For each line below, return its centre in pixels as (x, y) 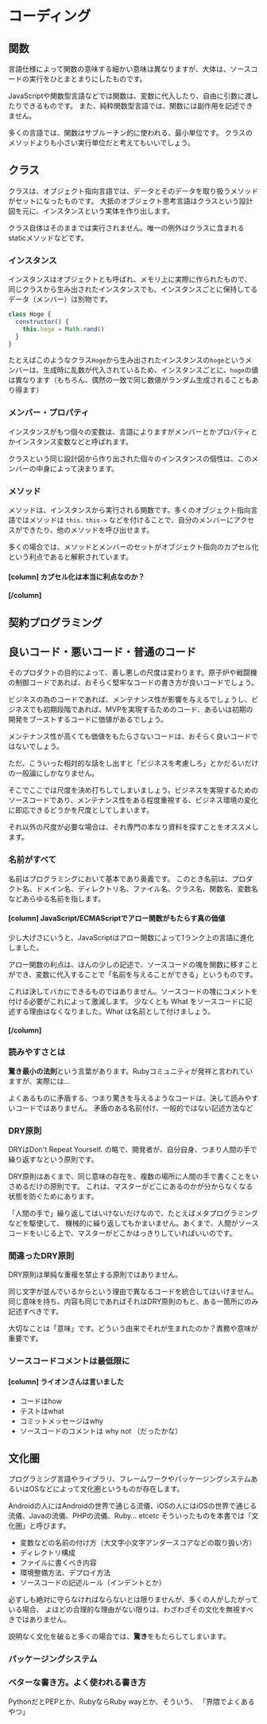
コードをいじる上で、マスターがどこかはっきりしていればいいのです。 (122, 1234)
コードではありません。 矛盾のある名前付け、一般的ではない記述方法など (134, 1108)
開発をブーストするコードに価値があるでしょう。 (88, 719)
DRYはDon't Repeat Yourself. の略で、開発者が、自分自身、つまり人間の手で (133, 1150)
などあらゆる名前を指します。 (57, 899)
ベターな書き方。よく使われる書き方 (77, 1683)
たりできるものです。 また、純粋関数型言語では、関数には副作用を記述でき (131, 106)
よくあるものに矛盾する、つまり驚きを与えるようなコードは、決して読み (126, 1098)
